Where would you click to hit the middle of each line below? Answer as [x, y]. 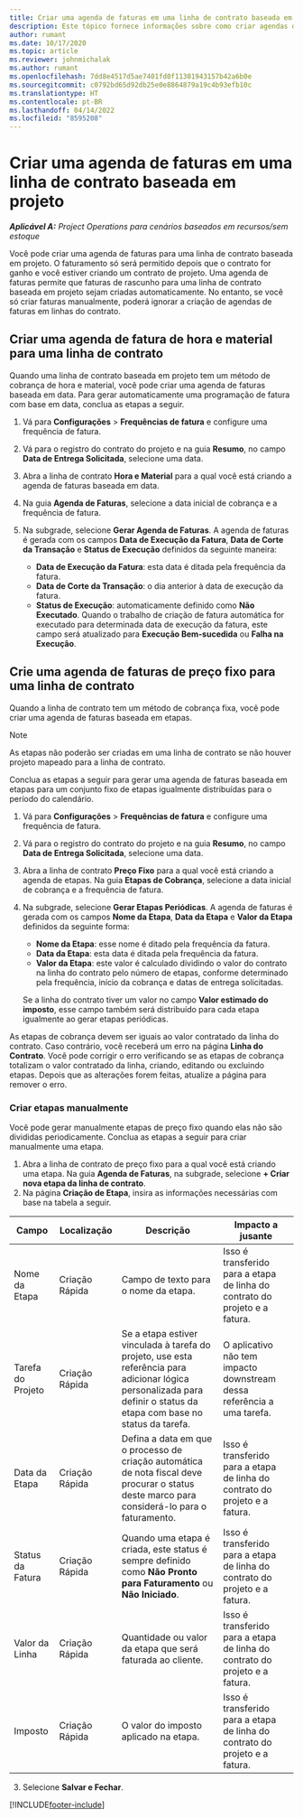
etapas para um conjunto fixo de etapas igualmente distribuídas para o [141, 789]
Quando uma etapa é [165, 1538]
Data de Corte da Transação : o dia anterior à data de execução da [160, 586]
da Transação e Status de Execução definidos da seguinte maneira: [150, 549]
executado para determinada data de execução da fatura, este [152, 624]
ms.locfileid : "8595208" [56, 118]
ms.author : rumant [44, 69]
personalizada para [162, 1390]
